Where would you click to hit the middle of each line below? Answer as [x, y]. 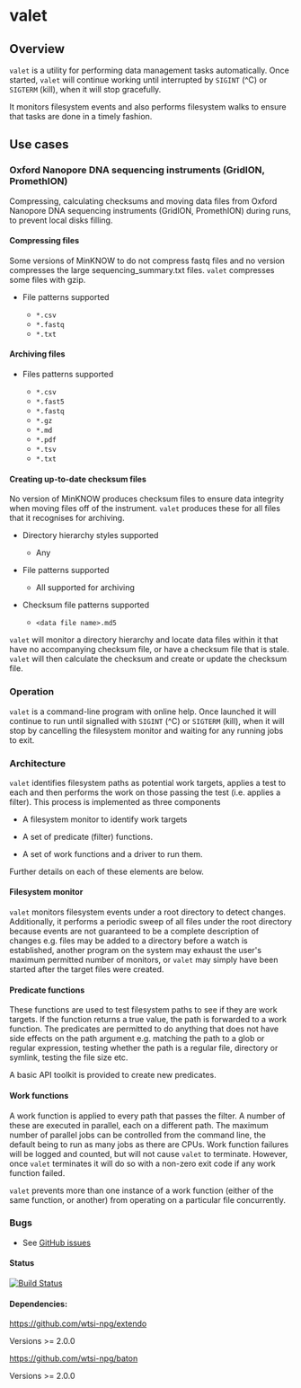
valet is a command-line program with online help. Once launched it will [143, 712]
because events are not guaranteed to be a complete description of [134, 932]
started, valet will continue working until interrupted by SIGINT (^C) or [138, 80]
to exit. [22, 740]
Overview [37, 49]
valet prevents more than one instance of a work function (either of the [142, 1190]
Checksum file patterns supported [86, 605]
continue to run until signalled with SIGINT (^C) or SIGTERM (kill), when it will [147, 721]
